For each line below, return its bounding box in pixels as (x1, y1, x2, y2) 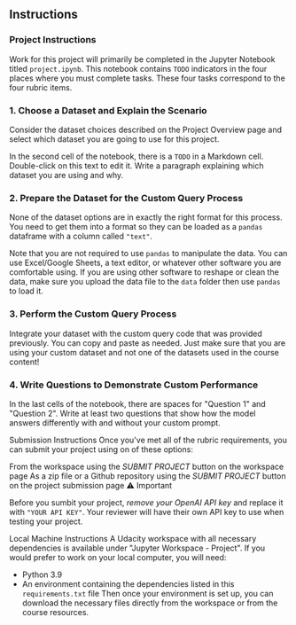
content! (9, 356, 40, 367)
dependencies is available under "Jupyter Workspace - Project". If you (9, 543, 266, 553)
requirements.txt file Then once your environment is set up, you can (21, 588, 274, 598)
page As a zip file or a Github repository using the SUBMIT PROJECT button (9, 470, 286, 481)
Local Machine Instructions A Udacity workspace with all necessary (9, 533, 257, 543)
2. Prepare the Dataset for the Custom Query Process (9, 191, 244, 204)
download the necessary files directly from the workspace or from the (21, 598, 278, 608)
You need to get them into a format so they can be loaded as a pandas (9, 222, 263, 232)
